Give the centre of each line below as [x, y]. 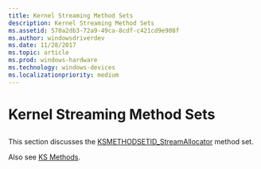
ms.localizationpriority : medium [64, 75]
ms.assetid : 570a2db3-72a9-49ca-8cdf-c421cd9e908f [94, 30]
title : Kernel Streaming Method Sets [71, 16]
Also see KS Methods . [45, 157]
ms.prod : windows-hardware [53, 61]
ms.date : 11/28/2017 [43, 45]
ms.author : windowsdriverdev [56, 38]
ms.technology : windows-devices [62, 68]
